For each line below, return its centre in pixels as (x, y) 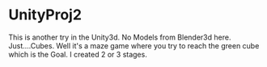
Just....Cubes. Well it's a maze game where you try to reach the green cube (134, 45)
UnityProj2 (45, 15)
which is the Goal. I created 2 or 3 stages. (78, 54)
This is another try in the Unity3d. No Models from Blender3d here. (120, 37)
